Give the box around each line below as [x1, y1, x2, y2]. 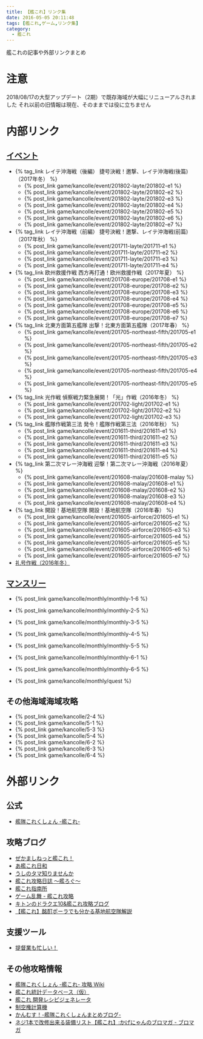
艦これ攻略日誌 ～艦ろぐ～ [15, 877, 81, 884]
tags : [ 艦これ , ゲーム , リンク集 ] [6, 20, 79, 26]
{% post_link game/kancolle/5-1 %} [15, 719, 104, 726]
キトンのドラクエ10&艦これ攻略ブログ [15, 900, 110, 907]
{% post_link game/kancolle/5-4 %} [15, 732, 105, 740]
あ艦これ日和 [15, 862, 47, 869]
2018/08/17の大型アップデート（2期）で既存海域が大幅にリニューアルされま [6, 93, 196, 101]
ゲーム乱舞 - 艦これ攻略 [15, 892, 74, 900]
